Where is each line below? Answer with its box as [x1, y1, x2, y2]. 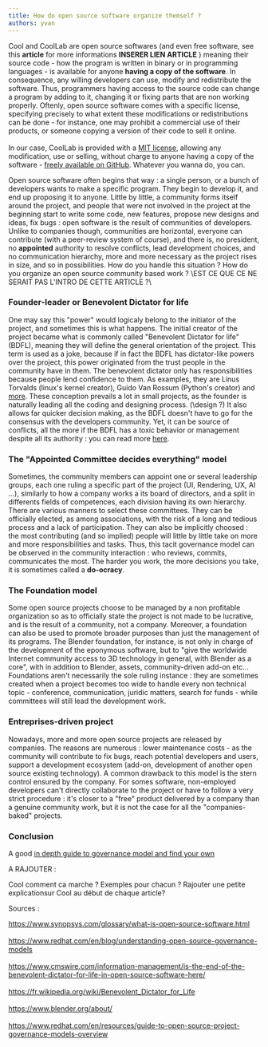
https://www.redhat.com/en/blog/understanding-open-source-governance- [8, 935, 258, 946]
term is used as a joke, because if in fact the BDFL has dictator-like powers [8, 349, 254, 358]
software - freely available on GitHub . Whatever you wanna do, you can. [8, 160, 246, 169]
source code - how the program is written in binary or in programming [8, 57, 238, 68]
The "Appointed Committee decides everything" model [8, 453, 227, 464]
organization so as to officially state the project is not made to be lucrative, [8, 611, 254, 621]
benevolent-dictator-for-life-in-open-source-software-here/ [8, 970, 206, 979]
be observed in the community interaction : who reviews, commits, [8, 548, 227, 558]
